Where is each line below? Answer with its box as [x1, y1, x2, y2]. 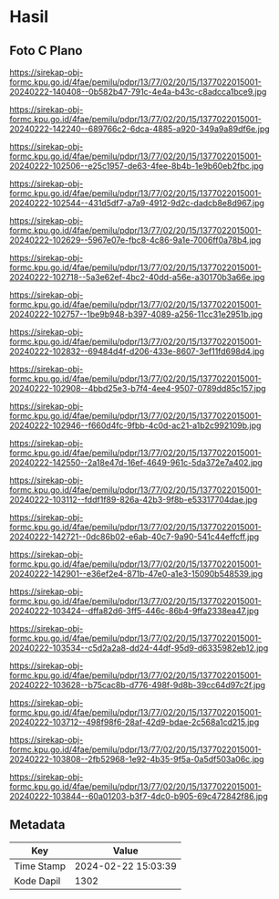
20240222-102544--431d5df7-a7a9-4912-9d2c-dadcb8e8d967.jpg [9, 198, 264, 208]
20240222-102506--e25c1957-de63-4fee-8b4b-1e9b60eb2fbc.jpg [9, 161, 264, 171]
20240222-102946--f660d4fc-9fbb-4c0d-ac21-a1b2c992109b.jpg [9, 420, 262, 431]
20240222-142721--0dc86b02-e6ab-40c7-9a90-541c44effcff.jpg [9, 531, 260, 542]
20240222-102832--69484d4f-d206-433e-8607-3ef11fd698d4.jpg [9, 346, 264, 357]
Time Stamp [14, 860, 67, 873]
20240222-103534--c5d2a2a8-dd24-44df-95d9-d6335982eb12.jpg [9, 643, 269, 653]
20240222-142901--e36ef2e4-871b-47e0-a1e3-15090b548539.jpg [9, 569, 263, 579]
